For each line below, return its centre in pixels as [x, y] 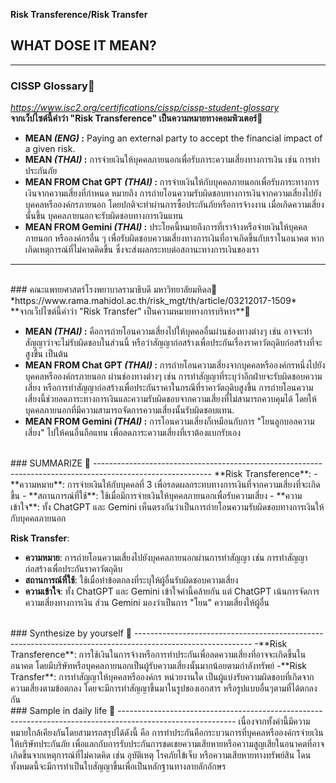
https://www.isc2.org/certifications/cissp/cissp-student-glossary [145, 108]
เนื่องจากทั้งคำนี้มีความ [274, 721]
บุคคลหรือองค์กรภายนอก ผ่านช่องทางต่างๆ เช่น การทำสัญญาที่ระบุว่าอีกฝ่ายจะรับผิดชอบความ [173, 376]
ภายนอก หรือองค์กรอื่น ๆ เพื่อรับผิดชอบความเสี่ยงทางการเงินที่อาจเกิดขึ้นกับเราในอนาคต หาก [174, 238]
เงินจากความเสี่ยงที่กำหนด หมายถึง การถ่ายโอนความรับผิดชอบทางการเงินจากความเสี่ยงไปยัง [173, 193]
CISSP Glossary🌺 [52, 86]
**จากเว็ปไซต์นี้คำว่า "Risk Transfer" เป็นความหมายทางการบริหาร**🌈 [130, 311]
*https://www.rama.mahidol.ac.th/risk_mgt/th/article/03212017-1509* [153, 301]
